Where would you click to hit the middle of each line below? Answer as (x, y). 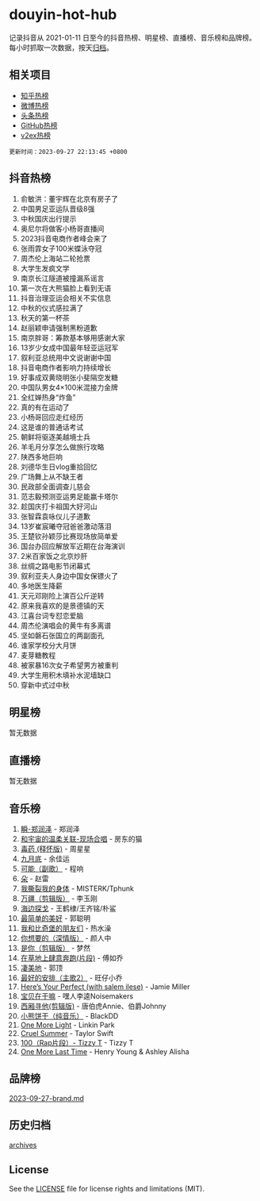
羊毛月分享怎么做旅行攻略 (62, 447)
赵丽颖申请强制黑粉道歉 (59, 328)
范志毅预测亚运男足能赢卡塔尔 (69, 496)
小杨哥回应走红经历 (52, 417)
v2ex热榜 (35, 135)
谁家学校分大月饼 (48, 645)
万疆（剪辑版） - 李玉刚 (59, 898)
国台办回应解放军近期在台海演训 (73, 546)
